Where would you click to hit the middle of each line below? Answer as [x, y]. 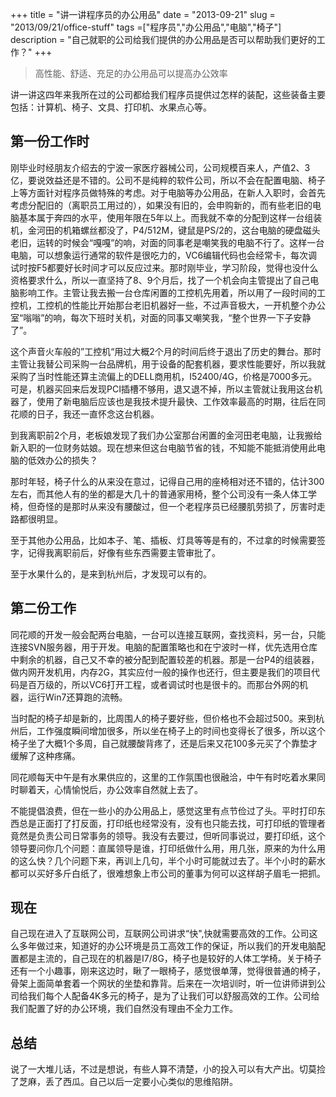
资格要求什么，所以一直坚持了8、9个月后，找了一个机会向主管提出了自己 [160, 280]
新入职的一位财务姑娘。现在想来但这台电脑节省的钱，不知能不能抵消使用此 [163, 447]
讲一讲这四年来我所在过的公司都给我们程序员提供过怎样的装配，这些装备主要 [168, 94]
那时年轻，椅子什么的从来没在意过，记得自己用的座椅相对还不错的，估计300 [167, 481]
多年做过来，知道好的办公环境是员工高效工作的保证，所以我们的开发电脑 [167, 946]
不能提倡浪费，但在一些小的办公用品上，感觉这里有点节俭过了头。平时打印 [163, 810]
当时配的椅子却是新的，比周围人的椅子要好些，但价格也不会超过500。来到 [163, 718]
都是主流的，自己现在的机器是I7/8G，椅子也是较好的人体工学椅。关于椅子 [170, 959]
